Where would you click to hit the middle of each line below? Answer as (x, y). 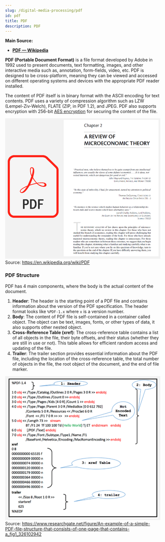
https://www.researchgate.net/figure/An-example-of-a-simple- (86, 523)
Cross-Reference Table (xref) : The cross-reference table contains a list (85, 332)
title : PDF (16, 21)
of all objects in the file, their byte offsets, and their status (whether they (85, 337)
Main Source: (19, 41)
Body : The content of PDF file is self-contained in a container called (81, 317)
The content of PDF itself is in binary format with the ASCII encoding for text (82, 96)
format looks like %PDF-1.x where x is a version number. (68, 311)
